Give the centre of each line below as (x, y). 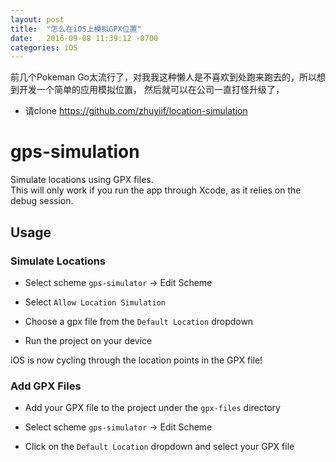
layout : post (37, 19)
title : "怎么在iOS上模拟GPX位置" (76, 29)
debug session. (42, 201)
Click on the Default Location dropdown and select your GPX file (159, 447)
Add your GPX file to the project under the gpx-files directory (152, 408)
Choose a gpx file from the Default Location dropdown (139, 321)
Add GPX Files (46, 386)
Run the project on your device (88, 340)
